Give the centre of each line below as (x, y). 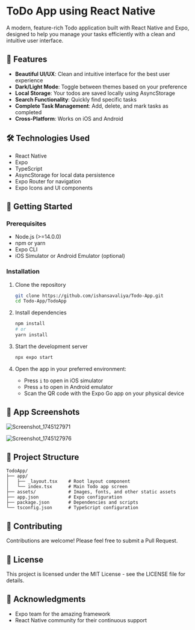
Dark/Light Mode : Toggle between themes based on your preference (101, 87)
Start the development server (51, 346)
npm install (30, 324)
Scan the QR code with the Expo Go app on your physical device (104, 393)
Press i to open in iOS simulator (63, 381)
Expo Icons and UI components (54, 188)
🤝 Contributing (34, 526)
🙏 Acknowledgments (46, 599)
